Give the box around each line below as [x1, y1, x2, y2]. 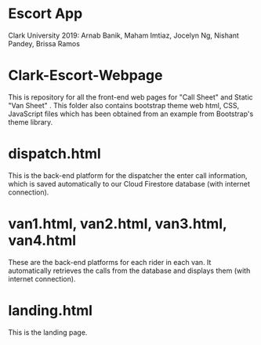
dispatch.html [8, 145, 102, 163]
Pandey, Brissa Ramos [8, 38, 81, 48]
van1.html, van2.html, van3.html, [8, 215, 227, 232]
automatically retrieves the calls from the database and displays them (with [8, 266, 251, 275]
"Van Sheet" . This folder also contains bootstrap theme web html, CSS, [8, 100, 240, 110]
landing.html [8, 301, 92, 319]
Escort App [8, 5, 83, 23]
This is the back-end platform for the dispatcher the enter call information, [8, 170, 248, 180]
